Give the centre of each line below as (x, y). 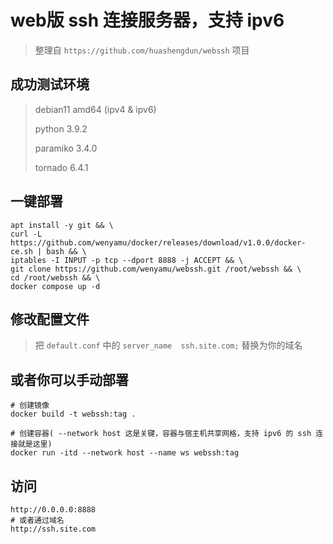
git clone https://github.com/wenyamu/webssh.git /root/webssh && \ (156, 269)
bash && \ (66, 251)
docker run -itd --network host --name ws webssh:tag (125, 453)
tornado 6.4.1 (61, 167)
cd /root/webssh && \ (55, 277)
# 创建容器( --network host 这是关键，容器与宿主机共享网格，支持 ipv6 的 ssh (161, 434)
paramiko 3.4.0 (66, 148)
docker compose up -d (55, 286)
